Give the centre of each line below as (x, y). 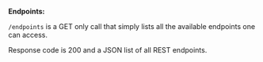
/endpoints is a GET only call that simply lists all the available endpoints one (132, 26)
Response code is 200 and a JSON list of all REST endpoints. (108, 50)
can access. (28, 35)
